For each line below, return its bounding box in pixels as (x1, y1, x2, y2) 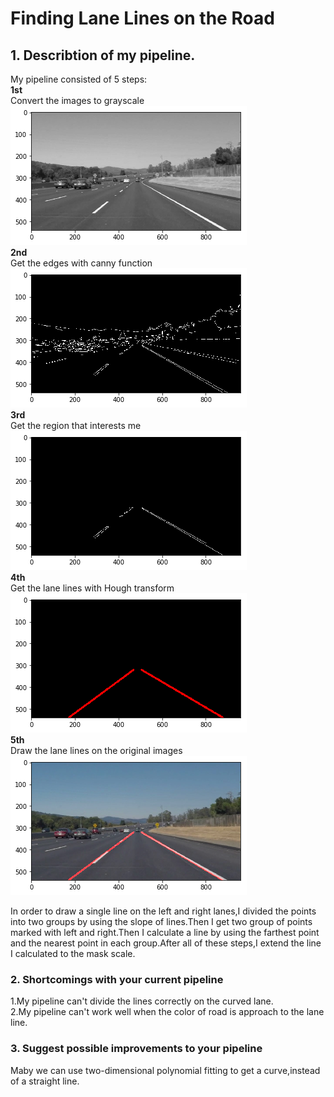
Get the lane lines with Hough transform (10, 582, 175, 594)
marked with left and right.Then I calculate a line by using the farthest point (10, 927, 320, 938)
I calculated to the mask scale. (10, 948, 136, 959)
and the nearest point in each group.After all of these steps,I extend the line (10, 937, 322, 949)
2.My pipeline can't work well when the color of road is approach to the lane (10, 1006, 325, 1018)
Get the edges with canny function (10, 257, 153, 269)
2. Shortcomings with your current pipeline (10, 972, 224, 986)
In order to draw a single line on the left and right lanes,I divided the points (10, 905, 317, 917)
